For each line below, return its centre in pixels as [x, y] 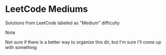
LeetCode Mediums [47, 9]
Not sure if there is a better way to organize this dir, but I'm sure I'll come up [83, 42]
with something [21, 47]
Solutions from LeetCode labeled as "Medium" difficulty [63, 23]
